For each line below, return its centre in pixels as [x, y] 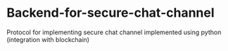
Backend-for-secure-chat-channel [111, 13]
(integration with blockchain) [48, 39]
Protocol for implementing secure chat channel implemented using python [114, 32]
